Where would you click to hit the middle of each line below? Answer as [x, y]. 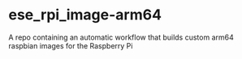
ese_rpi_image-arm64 [85, 15]
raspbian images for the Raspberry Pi [71, 45]
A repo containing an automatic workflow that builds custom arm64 [121, 37]
